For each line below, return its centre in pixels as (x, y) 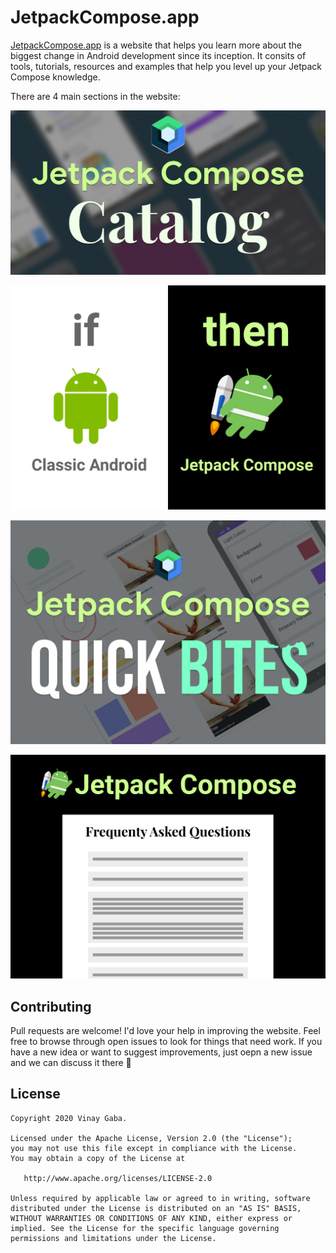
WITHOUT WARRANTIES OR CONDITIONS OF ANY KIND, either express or (151, 1218)
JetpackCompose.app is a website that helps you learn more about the (156, 45)
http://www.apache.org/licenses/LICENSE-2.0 (118, 1178)
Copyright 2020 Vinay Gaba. (69, 1118)
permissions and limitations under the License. (113, 1238)
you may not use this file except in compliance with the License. (154, 1148)
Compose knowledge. (55, 77)
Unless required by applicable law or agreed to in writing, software (160, 1198)
